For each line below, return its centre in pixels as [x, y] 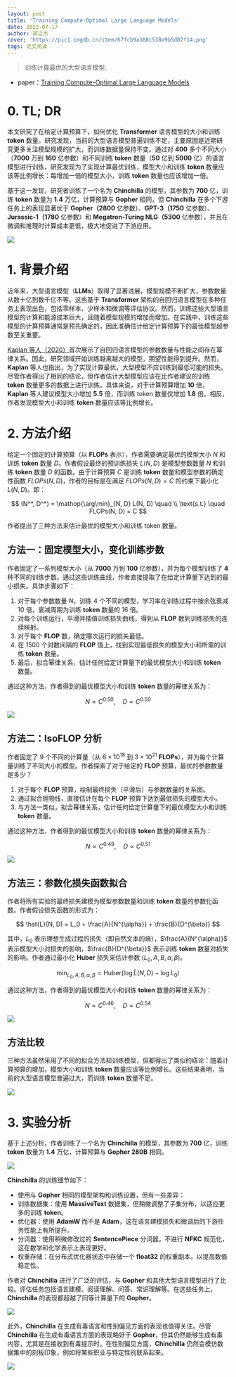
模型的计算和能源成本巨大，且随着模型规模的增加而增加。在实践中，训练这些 [118, 317]
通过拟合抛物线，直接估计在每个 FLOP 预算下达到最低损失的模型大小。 [119, 798]
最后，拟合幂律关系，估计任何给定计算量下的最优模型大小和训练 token [119, 662]
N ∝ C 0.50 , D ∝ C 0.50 [118, 701]
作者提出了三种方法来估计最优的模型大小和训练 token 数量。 [94, 526]
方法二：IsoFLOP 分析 [54, 738]
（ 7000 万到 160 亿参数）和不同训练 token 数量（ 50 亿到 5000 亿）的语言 [116, 158]
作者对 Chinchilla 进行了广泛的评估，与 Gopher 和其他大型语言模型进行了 [114, 1281]
